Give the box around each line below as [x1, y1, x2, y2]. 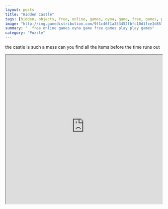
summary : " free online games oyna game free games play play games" [5, 26, 155, 31]
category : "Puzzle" [5, 30, 46, 35]
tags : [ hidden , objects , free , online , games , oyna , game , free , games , [5, 16, 159, 21]
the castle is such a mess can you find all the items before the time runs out [5, 44, 160, 50]
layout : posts [5, 7, 35, 12]
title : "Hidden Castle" [5, 12, 55, 17]
